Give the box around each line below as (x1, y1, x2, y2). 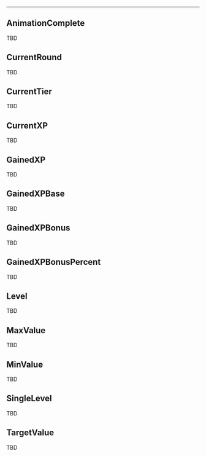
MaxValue (6, 325, 46, 336)
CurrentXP (6, 120, 48, 131)
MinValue (6, 359, 44, 369)
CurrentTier (6, 87, 52, 97)
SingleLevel (6, 393, 52, 404)
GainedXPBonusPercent (6, 257, 101, 267)
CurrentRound (6, 52, 63, 63)
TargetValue (6, 428, 54, 438)
